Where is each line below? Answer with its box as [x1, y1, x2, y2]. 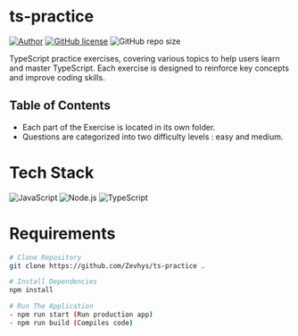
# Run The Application [9, 302, 94, 311]
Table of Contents [9, 98, 112, 113]
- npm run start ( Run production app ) [9, 310, 153, 319]
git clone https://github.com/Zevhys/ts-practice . [9, 261, 205, 270]
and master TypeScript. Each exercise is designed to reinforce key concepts [9, 63, 290, 73]
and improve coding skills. [9, 71, 105, 82]
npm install [9, 286, 54, 295]
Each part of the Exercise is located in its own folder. [21, 122, 216, 132]
